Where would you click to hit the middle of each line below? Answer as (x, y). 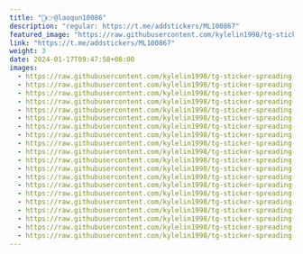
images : (24, 68)
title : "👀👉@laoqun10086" (58, 18)
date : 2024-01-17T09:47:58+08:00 (72, 59)
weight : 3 (28, 51)
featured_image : (40, 34)
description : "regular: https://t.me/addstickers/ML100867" (125, 26)
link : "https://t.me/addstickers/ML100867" (92, 43)
